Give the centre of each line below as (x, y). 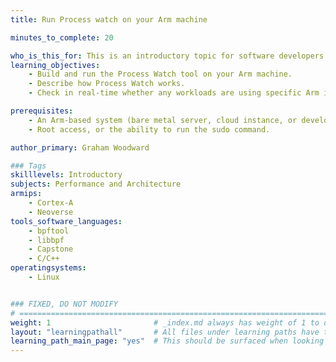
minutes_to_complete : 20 (62, 37)
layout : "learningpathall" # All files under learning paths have (165, 332)
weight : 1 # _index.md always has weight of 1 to (165, 322)
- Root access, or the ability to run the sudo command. (149, 129)
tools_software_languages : (66, 221)
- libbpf (46, 240)
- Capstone (51, 249)
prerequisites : (42, 111)
